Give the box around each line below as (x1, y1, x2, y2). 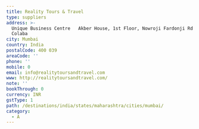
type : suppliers (6, 14, 46, 20)
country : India (6, 42, 44, 48)
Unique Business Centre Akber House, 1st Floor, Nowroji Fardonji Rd (11, 25, 194, 32)
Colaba (11, 31, 28, 37)
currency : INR (6, 92, 42, 97)
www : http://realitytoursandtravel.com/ (6, 75, 108, 81)
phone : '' (6, 58, 31, 64)
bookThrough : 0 (6, 86, 44, 92)
